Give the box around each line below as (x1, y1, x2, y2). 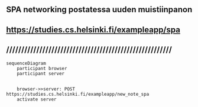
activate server (17, 96, 57, 102)
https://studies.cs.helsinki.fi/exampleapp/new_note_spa (6, 91, 150, 97)
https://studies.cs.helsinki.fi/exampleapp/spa (6, 25, 180, 35)
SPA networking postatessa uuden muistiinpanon (6, 5, 193, 15)
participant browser (17, 65, 67, 71)
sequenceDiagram (6, 60, 46, 66)
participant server (17, 71, 65, 76)
